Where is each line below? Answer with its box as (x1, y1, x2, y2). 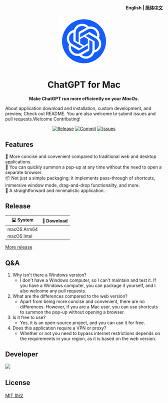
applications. (5, 158, 31, 164)
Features (5, 140, 33, 148)
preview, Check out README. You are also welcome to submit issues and (5, 110, 156, 117)
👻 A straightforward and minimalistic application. (5, 187, 105, 193)
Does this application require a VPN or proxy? (12, 325, 106, 331)
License (5, 378, 30, 387)
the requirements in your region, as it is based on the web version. (19, 335, 156, 342)
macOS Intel (7, 233, 32, 239)
